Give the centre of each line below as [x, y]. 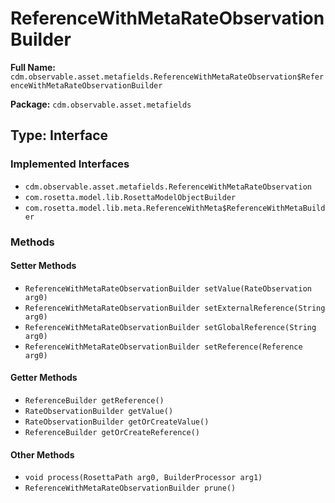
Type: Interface [59, 135]
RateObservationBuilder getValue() [99, 411]
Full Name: [33, 67]
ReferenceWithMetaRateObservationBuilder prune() [130, 488]
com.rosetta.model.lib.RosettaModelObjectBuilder [130, 197]
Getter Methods [44, 378]
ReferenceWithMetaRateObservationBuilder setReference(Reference [163, 347]
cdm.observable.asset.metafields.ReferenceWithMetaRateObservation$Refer [167, 77]
